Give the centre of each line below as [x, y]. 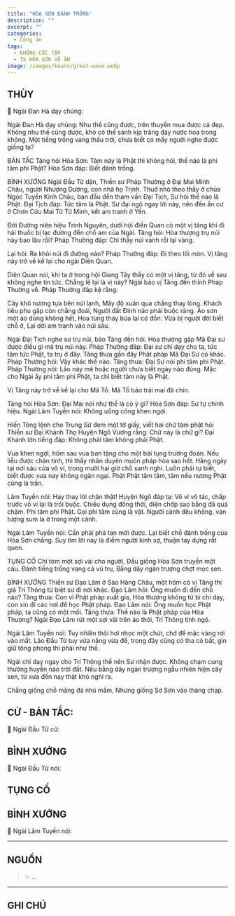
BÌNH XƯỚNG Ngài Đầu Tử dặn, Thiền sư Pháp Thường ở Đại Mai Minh [108, 182]
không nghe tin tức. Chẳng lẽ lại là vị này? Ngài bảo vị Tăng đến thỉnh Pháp [115, 282]
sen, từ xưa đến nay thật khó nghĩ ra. [60, 677]
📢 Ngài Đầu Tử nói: [34, 769]
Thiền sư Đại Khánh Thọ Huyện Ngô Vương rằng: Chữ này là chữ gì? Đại [111, 432]
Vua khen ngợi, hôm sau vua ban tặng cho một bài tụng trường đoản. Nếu [113, 453]
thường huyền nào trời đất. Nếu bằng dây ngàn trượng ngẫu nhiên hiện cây [115, 669]
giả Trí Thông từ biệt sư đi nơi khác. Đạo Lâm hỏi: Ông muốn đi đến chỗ [110, 590]
